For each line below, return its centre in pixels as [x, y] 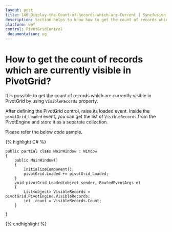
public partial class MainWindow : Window [51, 151]
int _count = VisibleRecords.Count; [63, 201]
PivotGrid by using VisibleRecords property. [52, 101]
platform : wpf [20, 24]
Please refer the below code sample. [44, 132]
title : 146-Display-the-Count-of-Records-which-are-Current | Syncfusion [86, 15]
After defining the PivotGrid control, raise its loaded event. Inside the [78, 111]
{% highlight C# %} [26, 141]
